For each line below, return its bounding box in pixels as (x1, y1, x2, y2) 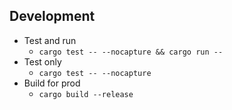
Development (9, 8, 96, 25)
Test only (23, 55, 62, 68)
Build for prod (23, 77, 81, 89)
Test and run (23, 34, 77, 46)
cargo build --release (38, 89, 134, 99)
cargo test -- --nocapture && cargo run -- (38, 47, 224, 57)
